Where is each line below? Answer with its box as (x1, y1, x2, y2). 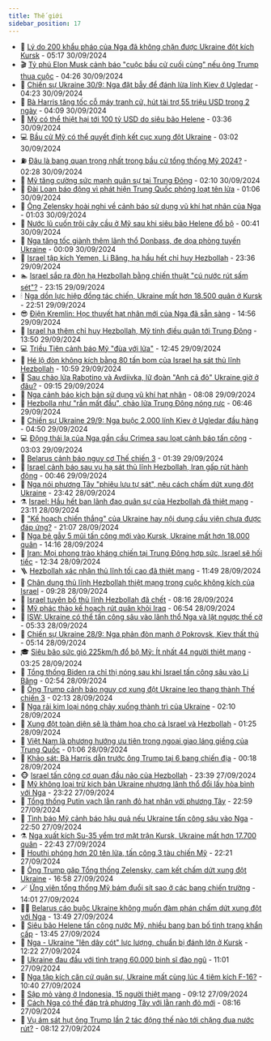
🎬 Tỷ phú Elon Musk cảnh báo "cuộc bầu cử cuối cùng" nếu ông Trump (19, 59, 259, 69)
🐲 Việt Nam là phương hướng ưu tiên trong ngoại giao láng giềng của (19, 736, 249, 745)
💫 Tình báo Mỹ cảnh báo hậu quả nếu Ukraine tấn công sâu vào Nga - (19, 813, 254, 823)
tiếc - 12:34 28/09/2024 (19, 557, 101, 566)
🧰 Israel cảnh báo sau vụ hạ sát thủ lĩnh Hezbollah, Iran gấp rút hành (19, 462, 248, 471)
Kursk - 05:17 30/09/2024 (19, 50, 108, 60)
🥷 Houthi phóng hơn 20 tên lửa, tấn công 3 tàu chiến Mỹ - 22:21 (19, 847, 233, 857)
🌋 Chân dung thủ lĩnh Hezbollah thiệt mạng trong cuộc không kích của (19, 577, 255, 587)
